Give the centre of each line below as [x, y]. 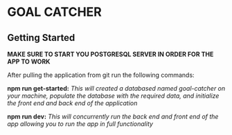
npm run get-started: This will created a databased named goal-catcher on [116, 88]
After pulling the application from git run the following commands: [101, 75]
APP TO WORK [29, 62]
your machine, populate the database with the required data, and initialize [113, 96]
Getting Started [41, 38]
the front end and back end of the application [72, 103]
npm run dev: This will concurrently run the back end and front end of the [113, 116]
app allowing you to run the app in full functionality [80, 124]
